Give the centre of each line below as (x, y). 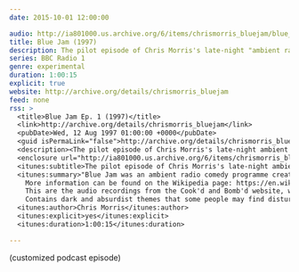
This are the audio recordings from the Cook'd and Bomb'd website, (155, 191)
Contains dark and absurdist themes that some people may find (145, 200)
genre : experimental (48, 67)
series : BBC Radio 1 (48, 59)
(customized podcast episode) (65, 257)
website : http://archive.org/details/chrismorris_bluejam (119, 91)
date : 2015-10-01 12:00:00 (59, 17)
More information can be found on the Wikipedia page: (129, 183)
